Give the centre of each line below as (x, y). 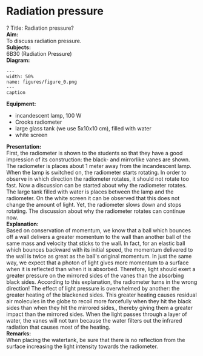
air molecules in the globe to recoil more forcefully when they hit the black (99, 301)
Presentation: (24, 146)
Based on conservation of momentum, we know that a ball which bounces (99, 230)
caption (16, 92)
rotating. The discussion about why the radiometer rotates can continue (96, 211)
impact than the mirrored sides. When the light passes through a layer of (97, 314)
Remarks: (19, 333)
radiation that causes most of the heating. (58, 327)
